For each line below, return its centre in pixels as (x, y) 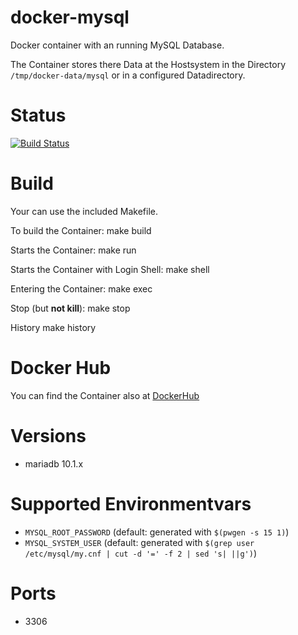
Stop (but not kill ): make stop (70, 308)
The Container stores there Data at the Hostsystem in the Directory (148, 64)
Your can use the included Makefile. (84, 211)
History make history (53, 327)
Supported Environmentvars (131, 503)
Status (38, 115)
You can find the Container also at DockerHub (105, 395)
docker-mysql (70, 17)
